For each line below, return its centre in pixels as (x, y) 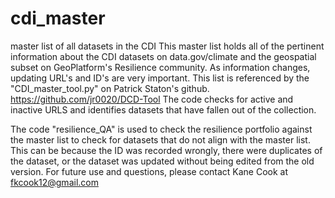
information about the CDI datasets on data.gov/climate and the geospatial (163, 56)
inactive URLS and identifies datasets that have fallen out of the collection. (163, 109)
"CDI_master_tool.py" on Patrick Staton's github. (110, 88)
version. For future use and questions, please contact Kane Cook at (149, 171)
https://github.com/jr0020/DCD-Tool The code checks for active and (152, 99)
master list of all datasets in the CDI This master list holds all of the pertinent (167, 46)
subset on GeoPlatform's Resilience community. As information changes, (160, 67)
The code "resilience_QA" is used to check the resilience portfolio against (161, 129)
